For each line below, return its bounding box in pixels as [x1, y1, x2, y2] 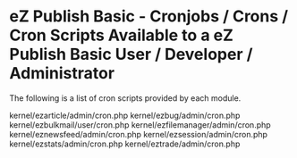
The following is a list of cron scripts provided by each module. [9, 92, 242, 104]
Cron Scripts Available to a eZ [9, 25, 234, 46]
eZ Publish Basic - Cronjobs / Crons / [9, 6, 289, 27]
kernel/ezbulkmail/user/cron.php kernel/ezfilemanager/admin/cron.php [9, 119, 271, 130]
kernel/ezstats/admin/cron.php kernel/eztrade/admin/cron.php [9, 138, 241, 149]
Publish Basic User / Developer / [9, 45, 253, 64]
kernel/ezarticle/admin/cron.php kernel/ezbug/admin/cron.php [9, 110, 241, 121]
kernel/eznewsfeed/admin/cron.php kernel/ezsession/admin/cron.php [9, 129, 268, 139]
